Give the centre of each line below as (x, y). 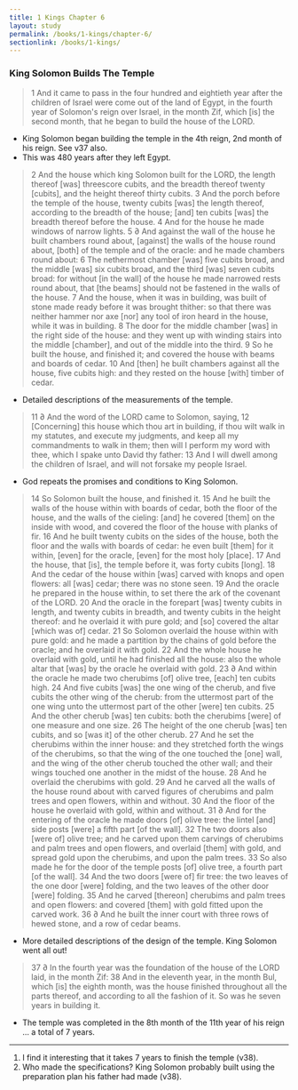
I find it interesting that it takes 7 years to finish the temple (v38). (140, 1057)
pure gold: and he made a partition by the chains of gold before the (153, 640)
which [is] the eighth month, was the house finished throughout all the (159, 986)
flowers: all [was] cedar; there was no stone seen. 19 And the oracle (155, 583)
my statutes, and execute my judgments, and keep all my (135, 436)
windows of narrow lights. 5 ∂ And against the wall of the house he (153, 231)
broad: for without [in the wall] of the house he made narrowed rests (156, 278)
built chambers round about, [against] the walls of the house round (153, 240)
